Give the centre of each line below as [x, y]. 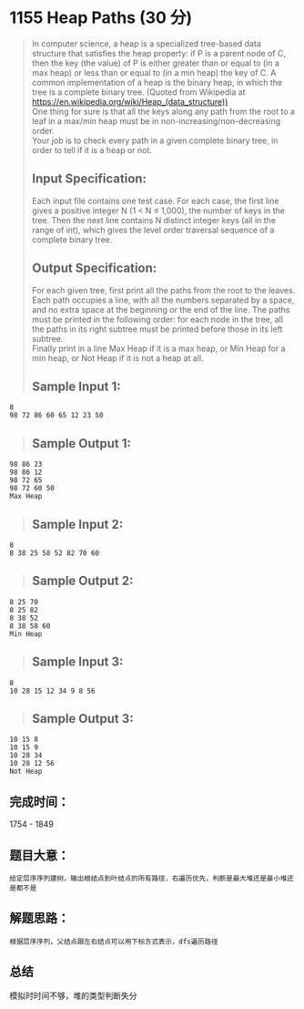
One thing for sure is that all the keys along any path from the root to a [163, 111]
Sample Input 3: [77, 662]
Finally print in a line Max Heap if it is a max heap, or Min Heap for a [158, 348]
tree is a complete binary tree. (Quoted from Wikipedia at [138, 92]
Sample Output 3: [82, 719]
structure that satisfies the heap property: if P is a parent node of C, [159, 53]
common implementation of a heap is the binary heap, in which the [157, 82]
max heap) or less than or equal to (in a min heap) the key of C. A [154, 72]
